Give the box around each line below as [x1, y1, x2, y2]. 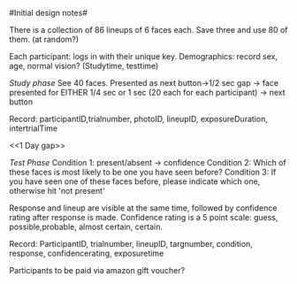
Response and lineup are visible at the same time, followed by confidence [9, 203, 278, 213]
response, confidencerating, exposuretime [9, 248, 164, 258]
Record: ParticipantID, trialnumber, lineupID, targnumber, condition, [9, 239, 254, 249]
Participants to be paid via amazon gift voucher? [9, 265, 186, 275]
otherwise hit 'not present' [9, 186, 106, 196]
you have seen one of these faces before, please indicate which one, [9, 176, 261, 187]
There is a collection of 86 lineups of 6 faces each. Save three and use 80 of [9, 25, 288, 35]
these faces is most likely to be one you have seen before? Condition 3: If [9, 167, 277, 177]
